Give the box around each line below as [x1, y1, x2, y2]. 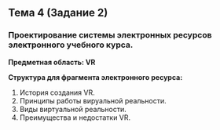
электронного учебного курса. [8, 39, 134, 50]
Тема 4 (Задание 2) [8, 6, 108, 20]
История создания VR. [19, 88, 96, 97]
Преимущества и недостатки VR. [19, 113, 131, 122]
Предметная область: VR [8, 57, 96, 67]
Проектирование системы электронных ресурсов [8, 30, 212, 41]
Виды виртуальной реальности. [19, 104, 127, 114]
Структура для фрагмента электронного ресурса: [8, 72, 183, 81]
